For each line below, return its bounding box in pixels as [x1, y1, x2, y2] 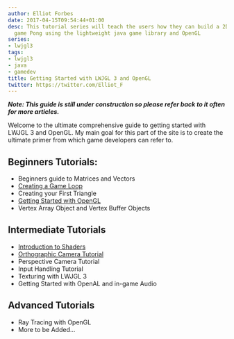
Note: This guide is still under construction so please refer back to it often [8, 100, 225, 108]
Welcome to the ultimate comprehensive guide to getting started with [8, 121, 206, 129]
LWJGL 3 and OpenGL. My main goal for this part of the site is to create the [8, 129, 224, 137]
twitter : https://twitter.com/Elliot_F [8, 81, 124, 88]
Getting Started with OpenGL [17, 197, 101, 205]
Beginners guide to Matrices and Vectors [17, 174, 135, 183]
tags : [8, 49, 24, 56]
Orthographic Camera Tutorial [17, 249, 103, 258]
